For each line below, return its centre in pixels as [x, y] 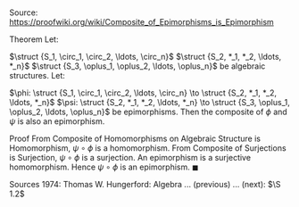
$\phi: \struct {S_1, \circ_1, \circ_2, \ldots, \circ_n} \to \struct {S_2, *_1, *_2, [143, 93]
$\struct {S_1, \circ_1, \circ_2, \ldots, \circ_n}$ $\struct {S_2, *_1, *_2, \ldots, [145, 57]
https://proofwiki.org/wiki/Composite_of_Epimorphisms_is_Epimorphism [141, 22]
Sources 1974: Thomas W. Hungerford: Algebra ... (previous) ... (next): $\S [145, 185]
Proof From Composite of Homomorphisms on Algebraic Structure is [135, 139]
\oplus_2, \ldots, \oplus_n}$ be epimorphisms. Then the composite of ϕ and [148, 112]
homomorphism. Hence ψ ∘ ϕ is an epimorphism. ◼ [104, 167]
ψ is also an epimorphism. [57, 121]
